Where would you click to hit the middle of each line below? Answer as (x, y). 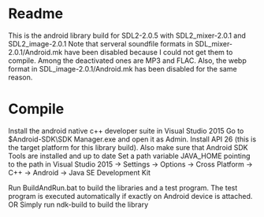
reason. (20, 77)
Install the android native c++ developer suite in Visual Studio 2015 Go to (126, 131)
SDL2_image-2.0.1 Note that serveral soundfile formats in (100, 43)
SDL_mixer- (214, 43)
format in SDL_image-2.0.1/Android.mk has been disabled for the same (123, 68)
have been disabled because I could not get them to (149, 52)
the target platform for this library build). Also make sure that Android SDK (128, 147)
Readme (36, 14)
